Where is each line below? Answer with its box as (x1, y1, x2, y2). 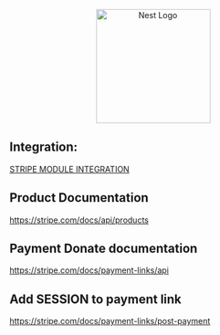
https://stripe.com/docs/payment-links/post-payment (9, 316, 211, 327)
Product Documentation (9, 190, 149, 205)
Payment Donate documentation (9, 241, 198, 256)
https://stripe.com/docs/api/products (9, 215, 149, 225)
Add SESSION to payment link (9, 291, 183, 307)
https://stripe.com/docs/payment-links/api (9, 265, 169, 276)
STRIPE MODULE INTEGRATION (9, 163, 130, 174)
